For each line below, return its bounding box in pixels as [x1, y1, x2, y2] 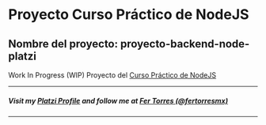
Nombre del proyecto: [8, 37, 119, 51]
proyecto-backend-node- [120, 37, 250, 51]
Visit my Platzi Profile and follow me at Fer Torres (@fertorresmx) [8, 96, 228, 105]
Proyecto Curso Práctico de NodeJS [8, 6, 249, 24]
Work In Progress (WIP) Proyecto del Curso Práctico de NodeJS [8, 70, 216, 80]
